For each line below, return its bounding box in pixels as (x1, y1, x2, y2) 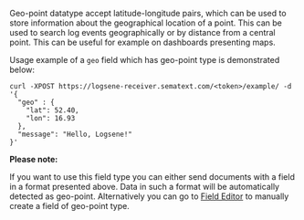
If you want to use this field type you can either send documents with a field (9, 172, 295, 182)
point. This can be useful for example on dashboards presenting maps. (9, 37, 276, 47)
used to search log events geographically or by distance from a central (9, 27, 276, 37)
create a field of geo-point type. (9, 201, 130, 211)
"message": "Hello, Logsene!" (17, 130, 132, 139)
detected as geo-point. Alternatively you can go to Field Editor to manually (9, 191, 289, 202)
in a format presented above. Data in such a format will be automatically (9, 182, 280, 192)
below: (9, 64, 35, 75)
